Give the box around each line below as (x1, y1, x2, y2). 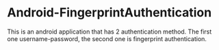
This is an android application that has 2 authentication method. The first (7, 27, 212, 36)
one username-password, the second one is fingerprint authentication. (7, 34, 207, 42)
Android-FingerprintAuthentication (7, 5, 212, 21)
